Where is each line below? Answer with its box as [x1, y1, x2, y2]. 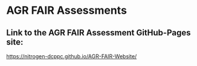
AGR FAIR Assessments [6, 4, 127, 17]
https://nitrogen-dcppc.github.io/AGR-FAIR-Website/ [6, 53, 137, 60]
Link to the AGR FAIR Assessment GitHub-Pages [6, 28, 192, 38]
